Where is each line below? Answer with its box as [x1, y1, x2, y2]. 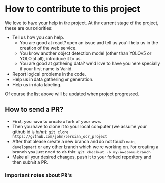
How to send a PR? [5, 105, 64, 114]
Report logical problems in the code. [12, 71, 86, 77]
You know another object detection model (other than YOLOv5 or [19, 50, 152, 56]
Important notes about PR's [5, 171, 72, 178]
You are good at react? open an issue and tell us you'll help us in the [19, 39, 159, 45]
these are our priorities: [5, 25, 53, 30]
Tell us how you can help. [12, 34, 64, 40]
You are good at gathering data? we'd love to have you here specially [19, 61, 160, 66]
